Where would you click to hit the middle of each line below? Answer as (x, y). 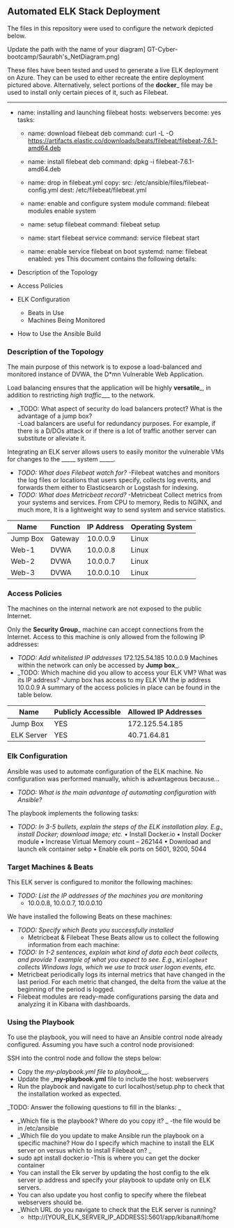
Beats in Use (46, 312)
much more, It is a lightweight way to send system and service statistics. (122, 510)
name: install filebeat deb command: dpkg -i (91, 161)
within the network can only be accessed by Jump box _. (98, 666)
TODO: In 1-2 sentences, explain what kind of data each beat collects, (118, 952)
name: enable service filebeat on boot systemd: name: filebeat (117, 251)
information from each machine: (74, 945)
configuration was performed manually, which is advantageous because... (114, 778)
